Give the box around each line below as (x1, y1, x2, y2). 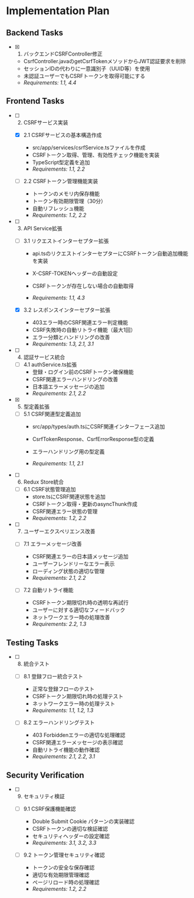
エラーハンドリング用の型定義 (32, 448, 105, 455)
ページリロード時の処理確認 (32, 879, 100, 886)
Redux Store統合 (23, 478, 64, 485)
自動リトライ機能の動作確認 (32, 746, 100, 753)
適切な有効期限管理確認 (32, 871, 90, 879)
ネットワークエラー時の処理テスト (32, 700, 116, 707)
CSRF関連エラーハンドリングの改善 (32, 376, 119, 383)
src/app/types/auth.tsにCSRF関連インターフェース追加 (32, 423, 165, 430)
